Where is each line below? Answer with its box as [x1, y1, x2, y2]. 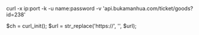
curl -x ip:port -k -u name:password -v [6, 5, 102, 12]
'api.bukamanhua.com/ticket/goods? [102, 5, 194, 12]
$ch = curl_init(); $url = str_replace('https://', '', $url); [6, 23, 137, 29]
